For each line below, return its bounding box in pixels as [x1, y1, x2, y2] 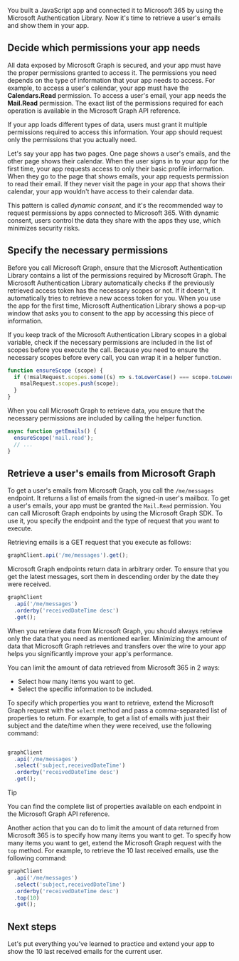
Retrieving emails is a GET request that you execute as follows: [7, 538, 191, 547]
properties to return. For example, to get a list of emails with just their [7, 713, 210, 722]
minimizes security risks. [7, 223, 80, 232]
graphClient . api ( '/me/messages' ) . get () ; [7, 552, 129, 559]
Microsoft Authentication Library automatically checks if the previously [7, 278, 215, 287]
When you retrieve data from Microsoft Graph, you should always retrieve [7, 626, 223, 635]
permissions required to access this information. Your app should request [7, 128, 223, 136]
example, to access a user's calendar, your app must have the [7, 84, 189, 92]
